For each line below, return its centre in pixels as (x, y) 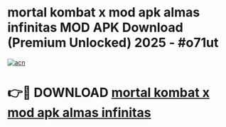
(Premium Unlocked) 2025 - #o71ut (113, 43)
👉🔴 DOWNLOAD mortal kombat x (109, 93)
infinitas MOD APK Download (95, 27)
